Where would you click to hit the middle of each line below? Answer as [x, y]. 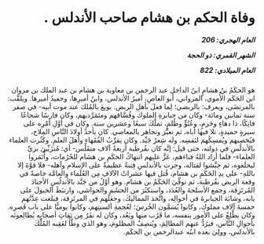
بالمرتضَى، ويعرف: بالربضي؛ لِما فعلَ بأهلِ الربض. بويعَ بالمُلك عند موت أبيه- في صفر [134, 107]
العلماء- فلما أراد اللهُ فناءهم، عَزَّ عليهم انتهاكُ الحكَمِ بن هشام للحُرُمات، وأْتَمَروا [142, 157]
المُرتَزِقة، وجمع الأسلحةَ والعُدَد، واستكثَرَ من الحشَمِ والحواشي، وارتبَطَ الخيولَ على [137, 190]
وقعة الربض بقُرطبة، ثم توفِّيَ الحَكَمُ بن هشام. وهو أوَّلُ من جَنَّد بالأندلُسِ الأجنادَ [143, 182]
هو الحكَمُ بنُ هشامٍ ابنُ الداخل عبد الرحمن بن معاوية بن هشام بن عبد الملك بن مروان [133, 90]
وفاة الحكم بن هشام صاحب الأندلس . [149, 18]
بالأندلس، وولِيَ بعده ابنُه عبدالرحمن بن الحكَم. [189, 231]
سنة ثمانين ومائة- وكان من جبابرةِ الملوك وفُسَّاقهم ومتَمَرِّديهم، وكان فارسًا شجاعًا [138, 115]
